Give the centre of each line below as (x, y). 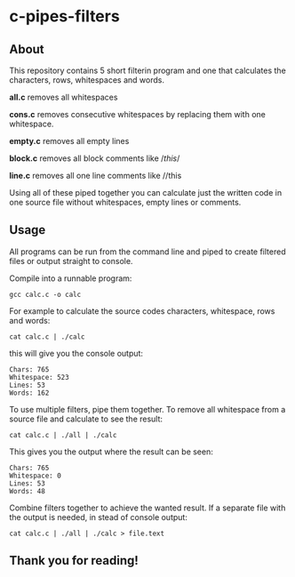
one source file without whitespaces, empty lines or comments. (125, 202)
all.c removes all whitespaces (64, 97)
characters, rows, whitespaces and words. (87, 80)
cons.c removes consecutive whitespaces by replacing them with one (138, 114)
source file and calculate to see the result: (86, 419)
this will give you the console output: (76, 353)
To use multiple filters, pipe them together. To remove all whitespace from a (147, 409)
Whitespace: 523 (39, 377)
